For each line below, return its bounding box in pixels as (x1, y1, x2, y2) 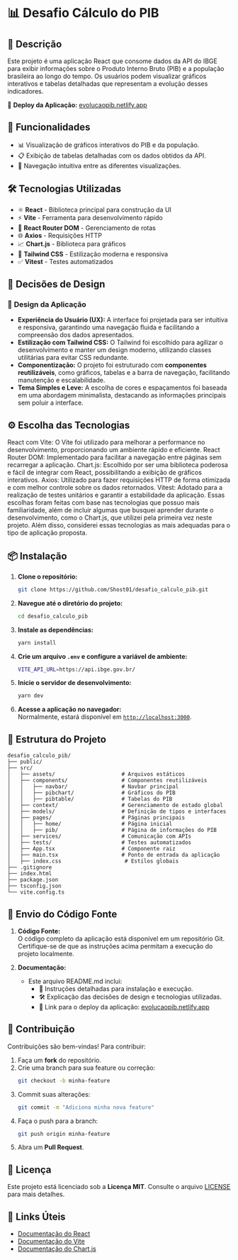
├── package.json (7, 877, 59, 884)
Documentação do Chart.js (17, 1244, 97, 1253)
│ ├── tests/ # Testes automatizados (7, 839, 192, 846)
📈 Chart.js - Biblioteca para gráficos (17, 239, 126, 248)
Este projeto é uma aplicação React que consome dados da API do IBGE (7, 57, 217, 65)
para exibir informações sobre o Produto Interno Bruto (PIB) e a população (7, 65, 225, 72)
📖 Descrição (7, 38, 62, 50)
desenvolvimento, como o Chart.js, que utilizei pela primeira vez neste (7, 513, 212, 522)
